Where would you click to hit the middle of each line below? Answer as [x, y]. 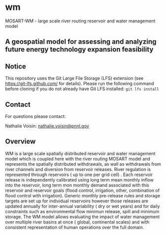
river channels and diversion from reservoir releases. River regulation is [78, 169]
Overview [21, 142]
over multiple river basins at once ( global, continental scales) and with [77, 222]
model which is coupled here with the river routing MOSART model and [78, 159]
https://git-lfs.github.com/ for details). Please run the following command [80, 84]
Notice [16, 66]
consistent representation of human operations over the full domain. [75, 227]
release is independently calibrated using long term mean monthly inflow [80, 179]
